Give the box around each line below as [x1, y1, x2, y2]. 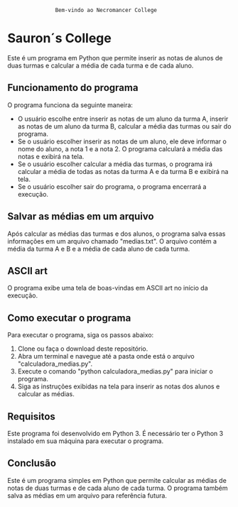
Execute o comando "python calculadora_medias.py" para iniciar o [17, 367, 213, 376]
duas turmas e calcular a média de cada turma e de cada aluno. [7, 61, 194, 70]
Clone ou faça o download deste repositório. [17, 344, 148, 353]
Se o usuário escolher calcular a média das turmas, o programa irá [17, 160, 213, 168]
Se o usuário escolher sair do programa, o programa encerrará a [17, 182, 207, 191]
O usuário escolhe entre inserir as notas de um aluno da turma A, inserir [17, 114, 229, 123]
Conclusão [7, 457, 57, 469]
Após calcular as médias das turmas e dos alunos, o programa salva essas [7, 229, 226, 238]
